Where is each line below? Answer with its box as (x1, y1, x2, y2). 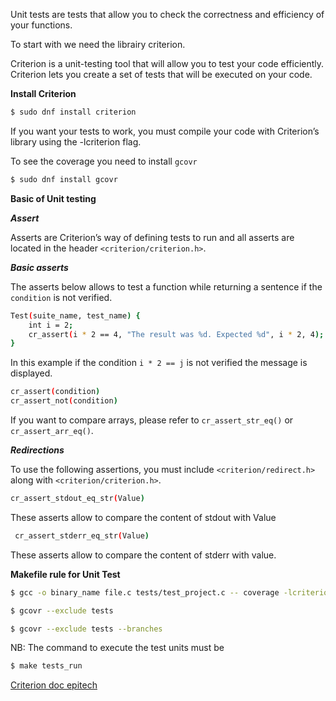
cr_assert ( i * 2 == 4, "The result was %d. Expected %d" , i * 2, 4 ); (28, 329, 325, 339)
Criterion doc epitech (10, 679, 98, 691)
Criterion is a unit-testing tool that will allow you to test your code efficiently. (10, 58, 325, 69)
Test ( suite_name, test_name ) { (10, 310, 141, 321)
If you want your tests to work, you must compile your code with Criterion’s (10, 125, 320, 137)
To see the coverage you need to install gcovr (10, 155, 198, 167)
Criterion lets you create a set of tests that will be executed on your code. (10, 69, 313, 80)
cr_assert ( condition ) (10, 387, 101, 397)
